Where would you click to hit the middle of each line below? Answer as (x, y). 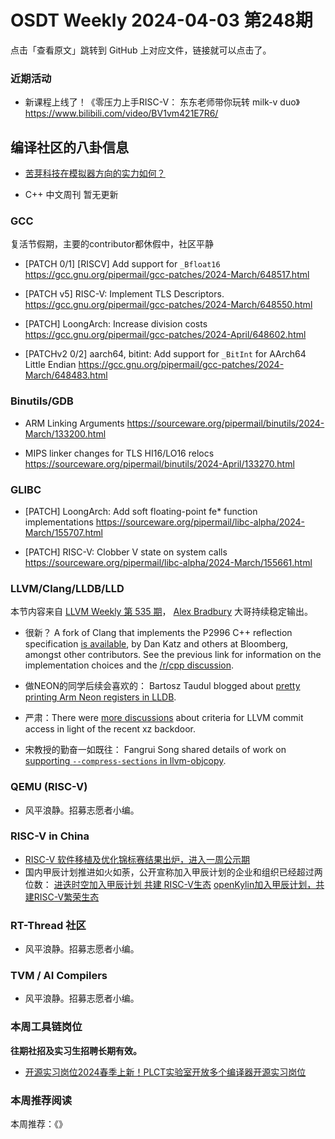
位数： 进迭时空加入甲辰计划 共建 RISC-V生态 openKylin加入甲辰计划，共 (174, 884)
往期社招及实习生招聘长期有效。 (76, 1050)
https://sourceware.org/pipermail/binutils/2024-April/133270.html (159, 463)
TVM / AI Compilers (59, 976)
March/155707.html (63, 532)
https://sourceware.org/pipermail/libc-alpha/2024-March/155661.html (168, 562)
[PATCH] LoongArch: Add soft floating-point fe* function (141, 511)
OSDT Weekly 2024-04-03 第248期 (161, 20)
